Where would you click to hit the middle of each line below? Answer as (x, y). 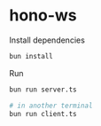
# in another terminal (51, 106)
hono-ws (43, 16)
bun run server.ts (43, 90)
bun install (31, 56)
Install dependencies (47, 40)
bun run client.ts (43, 114)
